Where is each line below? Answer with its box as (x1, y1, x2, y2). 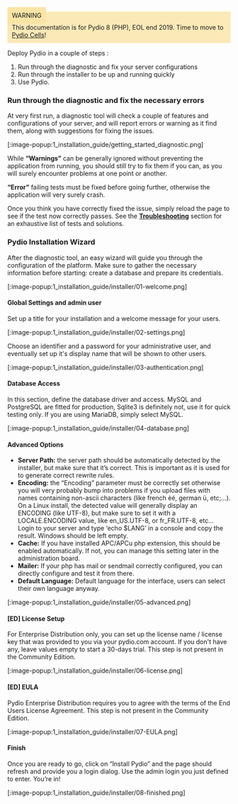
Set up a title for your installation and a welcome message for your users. (7, 314, 221, 322)
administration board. (17, 554, 80, 563)
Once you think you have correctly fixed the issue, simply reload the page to (7, 205, 230, 213)
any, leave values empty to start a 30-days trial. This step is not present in (7, 645, 224, 653)
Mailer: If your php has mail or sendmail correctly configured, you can (17, 562, 223, 570)
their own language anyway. (17, 585, 101, 593)
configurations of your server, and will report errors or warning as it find (7, 119, 217, 128)
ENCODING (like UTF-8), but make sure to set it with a (17, 509, 176, 518)
